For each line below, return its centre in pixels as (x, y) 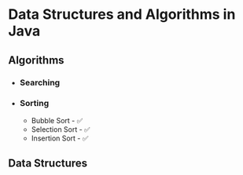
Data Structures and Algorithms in (122, 15)
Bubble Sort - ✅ (57, 120)
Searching (40, 82)
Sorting (34, 104)
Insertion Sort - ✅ (60, 138)
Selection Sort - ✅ (61, 129)
